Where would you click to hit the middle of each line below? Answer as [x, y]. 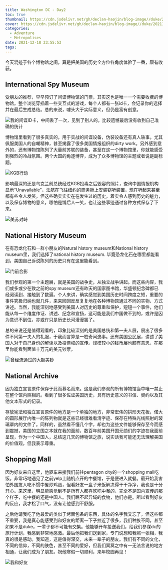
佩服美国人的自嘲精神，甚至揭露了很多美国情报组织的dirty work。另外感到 [81, 144]
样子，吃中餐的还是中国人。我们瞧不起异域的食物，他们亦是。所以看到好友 [86, 497]
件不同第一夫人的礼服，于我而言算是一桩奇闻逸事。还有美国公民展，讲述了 [82, 337]
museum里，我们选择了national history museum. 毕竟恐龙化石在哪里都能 [80, 254]
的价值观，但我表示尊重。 [31, 443]
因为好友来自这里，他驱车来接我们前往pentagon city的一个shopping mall [80, 472]
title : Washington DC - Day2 [35, 10]
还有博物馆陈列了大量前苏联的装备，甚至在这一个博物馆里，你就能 [86, 150]
